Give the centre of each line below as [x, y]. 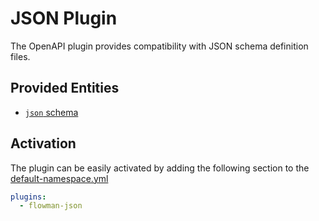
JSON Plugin [64, 18]
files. [20, 56]
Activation [43, 143]
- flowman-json [51, 206]
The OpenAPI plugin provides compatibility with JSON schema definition [159, 46]
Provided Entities [65, 88]
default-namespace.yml [59, 178]
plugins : [28, 197]
